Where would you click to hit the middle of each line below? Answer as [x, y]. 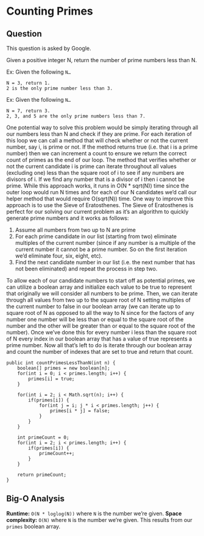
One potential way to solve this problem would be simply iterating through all [102, 127]
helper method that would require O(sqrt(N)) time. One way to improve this [100, 199]
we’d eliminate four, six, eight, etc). [59, 256]
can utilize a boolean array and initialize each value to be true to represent [99, 287]
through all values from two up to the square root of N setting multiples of [99, 300]
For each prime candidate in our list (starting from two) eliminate [96, 236]
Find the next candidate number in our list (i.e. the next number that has [105, 262]
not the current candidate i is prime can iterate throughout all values [91, 166]
